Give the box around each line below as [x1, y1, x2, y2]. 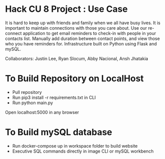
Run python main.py [12, 100, 53, 106]
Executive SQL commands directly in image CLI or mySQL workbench [12, 148, 154, 154]
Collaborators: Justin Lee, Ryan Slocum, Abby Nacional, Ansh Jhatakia [5, 55, 149, 61]
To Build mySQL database [5, 127, 112, 138]
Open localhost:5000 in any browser [5, 109, 79, 115]
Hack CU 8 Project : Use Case [5, 3, 128, 15]
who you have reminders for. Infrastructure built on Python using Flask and [5, 40, 157, 46]
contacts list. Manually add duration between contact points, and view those [5, 36, 160, 41]
